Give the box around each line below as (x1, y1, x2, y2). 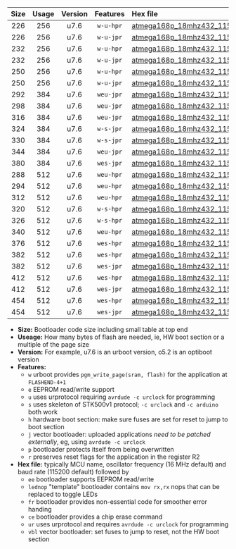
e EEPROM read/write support (27, 385, 114, 393)
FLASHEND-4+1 (27, 379, 67, 386)
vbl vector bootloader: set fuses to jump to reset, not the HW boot (27, 528, 220, 536)
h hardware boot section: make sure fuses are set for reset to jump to (27, 415, 228, 424)
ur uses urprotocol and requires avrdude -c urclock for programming (27, 520, 229, 528)
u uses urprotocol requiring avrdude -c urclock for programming (27, 393, 216, 401)
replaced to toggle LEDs (27, 490, 98, 498)
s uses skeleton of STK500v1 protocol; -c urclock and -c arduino (27, 400, 219, 408)
